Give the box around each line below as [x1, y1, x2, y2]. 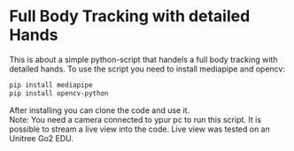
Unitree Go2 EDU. [9, 132, 73, 143]
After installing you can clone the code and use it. [9, 104, 190, 116]
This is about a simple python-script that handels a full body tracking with [9, 54, 278, 64]
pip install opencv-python [9, 88, 109, 98]
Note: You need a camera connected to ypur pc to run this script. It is [9, 114, 262, 125]
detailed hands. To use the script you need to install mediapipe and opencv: [9, 64, 286, 74]
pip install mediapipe [9, 80, 93, 89]
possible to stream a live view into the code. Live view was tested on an [9, 124, 270, 134]
